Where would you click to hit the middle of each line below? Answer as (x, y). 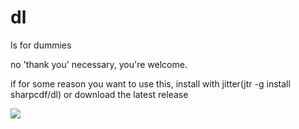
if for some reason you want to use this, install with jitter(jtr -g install (150, 83)
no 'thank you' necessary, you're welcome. (99, 64)
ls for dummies (41, 45)
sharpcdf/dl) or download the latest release (99, 94)
